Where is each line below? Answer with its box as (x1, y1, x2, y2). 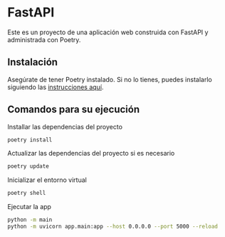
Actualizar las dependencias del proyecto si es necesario (7, 149, 175, 158)
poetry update (7, 163, 50, 170)
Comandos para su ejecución (7, 104, 140, 116)
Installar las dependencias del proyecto (7, 122, 123, 131)
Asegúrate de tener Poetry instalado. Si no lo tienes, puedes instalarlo (7, 75, 212, 84)
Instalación (7, 56, 58, 69)
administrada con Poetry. (7, 35, 81, 44)
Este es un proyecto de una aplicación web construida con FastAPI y (7, 28, 209, 36)
